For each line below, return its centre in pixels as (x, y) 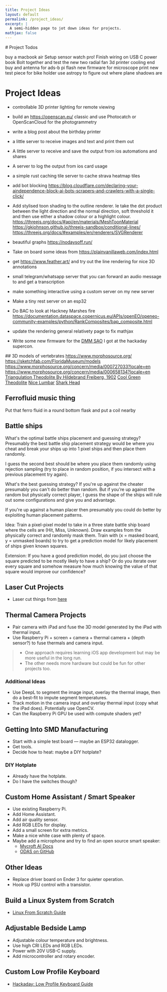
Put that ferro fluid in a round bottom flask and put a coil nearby (71, 410)
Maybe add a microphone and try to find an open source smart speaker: (86, 841)
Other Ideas (24, 867)
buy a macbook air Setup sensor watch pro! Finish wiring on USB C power (81, 57)
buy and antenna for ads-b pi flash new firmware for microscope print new (82, 68)
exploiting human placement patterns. (44, 515)
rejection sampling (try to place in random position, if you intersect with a (80, 469)
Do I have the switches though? (45, 781)
